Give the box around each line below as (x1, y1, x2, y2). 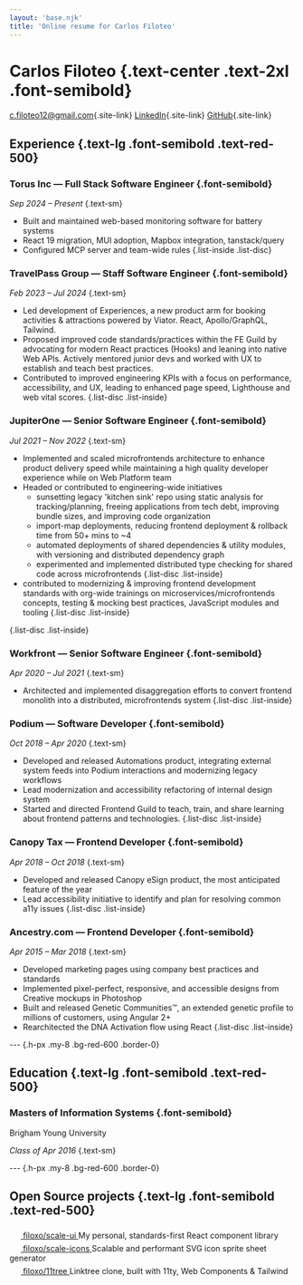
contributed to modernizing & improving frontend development (22, 577, 256, 589)
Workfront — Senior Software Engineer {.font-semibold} (9, 647, 262, 660)
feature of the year (22, 884, 93, 894)
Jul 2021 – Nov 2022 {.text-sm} (9, 435, 127, 446)
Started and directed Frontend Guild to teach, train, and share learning (22, 804, 285, 815)
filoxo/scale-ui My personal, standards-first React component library (22, 1230, 279, 1242)
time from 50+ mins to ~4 (35, 529, 132, 540)
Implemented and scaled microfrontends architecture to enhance (22, 452, 265, 463)
